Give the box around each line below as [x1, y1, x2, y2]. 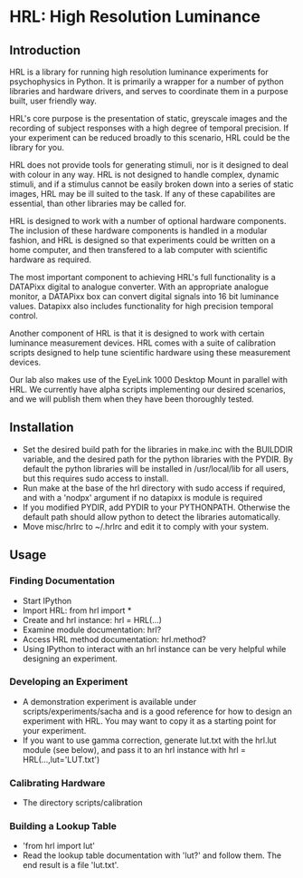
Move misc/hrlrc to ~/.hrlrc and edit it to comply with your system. [22, 521, 270, 532]
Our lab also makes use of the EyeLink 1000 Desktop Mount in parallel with [9, 375, 288, 385]
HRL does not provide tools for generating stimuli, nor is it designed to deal [9, 160, 289, 170]
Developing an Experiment [9, 676, 128, 688]
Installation [9, 420, 74, 435]
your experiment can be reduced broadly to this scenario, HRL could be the [9, 132, 290, 142]
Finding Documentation [9, 574, 116, 587]
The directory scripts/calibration [22, 797, 143, 808]
